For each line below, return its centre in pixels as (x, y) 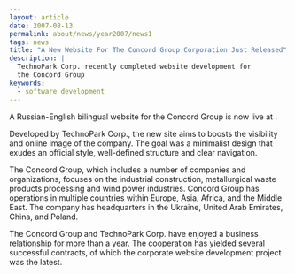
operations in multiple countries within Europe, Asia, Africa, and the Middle (146, 198)
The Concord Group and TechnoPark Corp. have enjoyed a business (134, 233)
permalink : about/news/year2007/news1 (81, 34)
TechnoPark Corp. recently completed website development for (134, 67)
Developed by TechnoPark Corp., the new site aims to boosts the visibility (144, 133)
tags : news (29, 42)
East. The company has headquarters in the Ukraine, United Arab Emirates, (146, 207)
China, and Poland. (44, 217)
